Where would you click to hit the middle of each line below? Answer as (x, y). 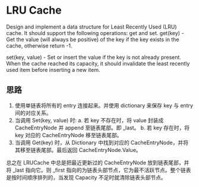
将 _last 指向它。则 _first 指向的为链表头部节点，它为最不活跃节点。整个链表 (99, 170)
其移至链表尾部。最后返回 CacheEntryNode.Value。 (78, 150)
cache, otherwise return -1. (39, 46)
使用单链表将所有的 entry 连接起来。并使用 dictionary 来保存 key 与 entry (104, 105)
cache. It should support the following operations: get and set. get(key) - (95, 33)
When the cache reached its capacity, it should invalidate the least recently (98, 64)
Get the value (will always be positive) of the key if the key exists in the (93, 39)
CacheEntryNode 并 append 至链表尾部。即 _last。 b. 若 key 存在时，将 (102, 128)
